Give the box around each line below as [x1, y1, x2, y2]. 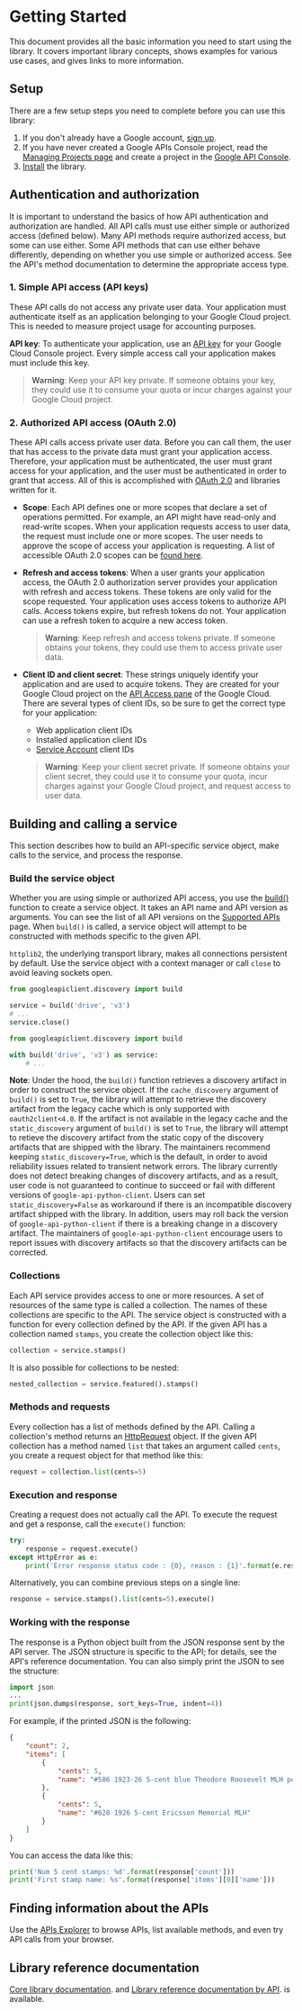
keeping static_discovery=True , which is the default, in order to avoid [9, 1151, 268, 1162]
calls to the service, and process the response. [9, 849, 183, 861]
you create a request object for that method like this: [9, 1449, 204, 1460]
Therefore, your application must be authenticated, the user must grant [9, 456, 272, 467]
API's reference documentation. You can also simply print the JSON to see [9, 1655, 285, 1666]
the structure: [9, 1665, 60, 1676]
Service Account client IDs [35, 744, 135, 755]
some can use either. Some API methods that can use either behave [9, 239, 261, 250]
